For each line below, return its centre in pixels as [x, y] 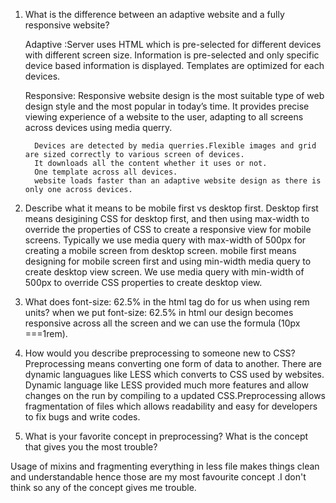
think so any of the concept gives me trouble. [103, 487]
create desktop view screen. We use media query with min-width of [164, 272]
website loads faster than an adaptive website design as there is [178, 181]
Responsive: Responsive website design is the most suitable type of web [174, 95]
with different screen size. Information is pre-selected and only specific [172, 55]
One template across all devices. [106, 172]
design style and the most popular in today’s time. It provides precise [167, 106]
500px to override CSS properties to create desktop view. [143, 282]
